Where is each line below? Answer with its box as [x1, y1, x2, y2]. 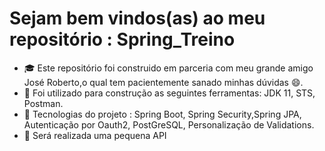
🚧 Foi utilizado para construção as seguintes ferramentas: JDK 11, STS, [23, 87, 316, 99]
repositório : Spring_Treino [9, 28, 236, 51]
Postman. [23, 97, 64, 109]
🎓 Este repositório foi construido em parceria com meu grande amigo [23, 62, 314, 74]
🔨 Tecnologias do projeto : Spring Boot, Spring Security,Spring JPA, [23, 108, 302, 120]
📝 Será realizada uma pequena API [23, 129, 167, 141]
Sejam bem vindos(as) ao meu [9, 7, 266, 30]
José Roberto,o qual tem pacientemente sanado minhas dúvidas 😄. [23, 76, 304, 88]
